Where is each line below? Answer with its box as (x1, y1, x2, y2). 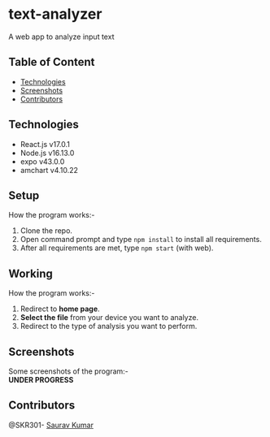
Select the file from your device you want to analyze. (20, 313, 199, 322)
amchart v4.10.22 (20, 165, 79, 175)
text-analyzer (8, 5, 102, 24)
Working (8, 266, 53, 280)
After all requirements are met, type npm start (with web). (20, 243, 214, 253)
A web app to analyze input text (8, 32, 115, 41)
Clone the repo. (20, 226, 73, 236)
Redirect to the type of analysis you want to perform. (20, 322, 198, 331)
